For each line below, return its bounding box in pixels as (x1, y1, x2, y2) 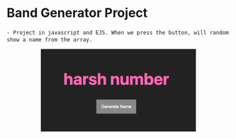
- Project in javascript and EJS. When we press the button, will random (6, 29, 230, 36)
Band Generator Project (6, 5, 148, 21)
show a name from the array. (6, 36, 93, 43)
